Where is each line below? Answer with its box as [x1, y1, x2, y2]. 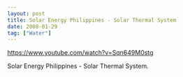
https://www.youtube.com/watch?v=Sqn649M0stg [7, 49, 154, 57]
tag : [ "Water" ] [7, 29, 52, 37]
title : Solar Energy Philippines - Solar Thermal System [7, 17, 177, 24]
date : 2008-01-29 [7, 23, 58, 30]
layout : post [7, 10, 45, 17]
